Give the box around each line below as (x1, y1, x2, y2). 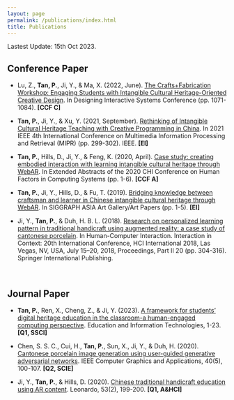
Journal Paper (7, 288, 70, 299)
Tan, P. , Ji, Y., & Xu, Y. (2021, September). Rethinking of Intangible (17, 117, 208, 126)
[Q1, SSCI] (17, 329, 47, 336)
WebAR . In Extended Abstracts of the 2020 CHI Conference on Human (17, 168, 220, 176)
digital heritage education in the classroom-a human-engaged (17, 313, 196, 322)
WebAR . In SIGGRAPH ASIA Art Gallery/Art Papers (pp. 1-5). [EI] (17, 203, 201, 212)
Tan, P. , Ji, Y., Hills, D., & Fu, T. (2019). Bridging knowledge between (17, 188, 214, 197)
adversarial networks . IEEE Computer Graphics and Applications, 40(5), (17, 357, 223, 365)
